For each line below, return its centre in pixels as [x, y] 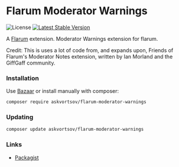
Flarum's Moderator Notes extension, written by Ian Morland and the [89, 56]
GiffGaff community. [31, 63]
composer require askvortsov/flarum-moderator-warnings [76, 102]
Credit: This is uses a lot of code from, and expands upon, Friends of [90, 50]
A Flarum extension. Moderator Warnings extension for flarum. [82, 38]
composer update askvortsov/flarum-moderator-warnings [75, 129]
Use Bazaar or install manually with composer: [63, 91]
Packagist [27, 158]
